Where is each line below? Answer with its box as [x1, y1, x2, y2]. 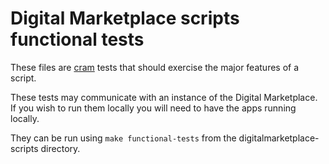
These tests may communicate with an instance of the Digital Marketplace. [10, 91, 318, 103]
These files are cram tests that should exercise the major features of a [10, 61, 300, 73]
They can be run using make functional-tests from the [10, 132, 237, 144]
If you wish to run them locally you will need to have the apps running [10, 102, 297, 114]
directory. [40, 142, 81, 154]
